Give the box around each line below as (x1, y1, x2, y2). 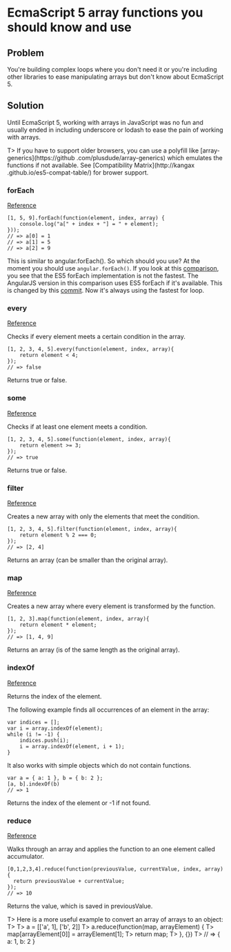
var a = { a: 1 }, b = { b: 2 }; (7, 775, 103, 781)
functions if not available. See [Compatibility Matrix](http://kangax (7, 161, 195, 169)
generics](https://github (7, 153, 75, 162)
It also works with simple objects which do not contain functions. (7, 761, 192, 769)
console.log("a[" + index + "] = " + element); (19, 221, 159, 228)
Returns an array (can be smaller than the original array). (7, 556, 168, 564)
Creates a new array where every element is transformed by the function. (7, 602, 216, 610)
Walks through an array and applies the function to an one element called (7, 844, 216, 853)
